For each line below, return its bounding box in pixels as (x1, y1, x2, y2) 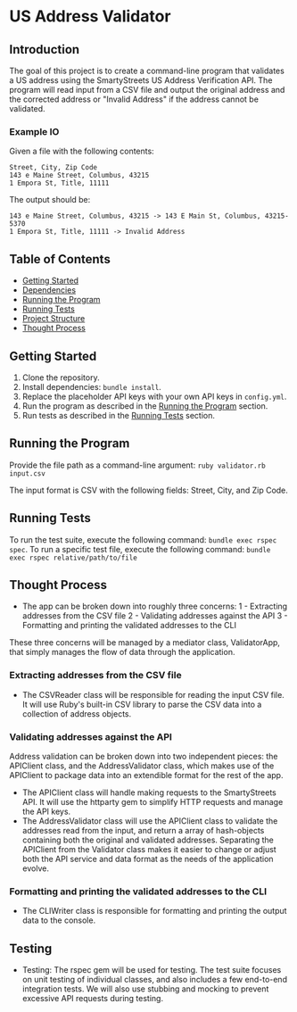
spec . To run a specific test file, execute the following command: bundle (9, 543, 271, 554)
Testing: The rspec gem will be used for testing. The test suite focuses (21, 965, 282, 975)
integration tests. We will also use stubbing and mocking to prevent (21, 983, 269, 994)
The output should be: (9, 195, 91, 205)
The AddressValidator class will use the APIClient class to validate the (21, 815, 278, 826)
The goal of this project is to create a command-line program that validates (9, 65, 285, 76)
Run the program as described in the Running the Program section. (21, 400, 268, 411)
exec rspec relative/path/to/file (9, 553, 138, 562)
